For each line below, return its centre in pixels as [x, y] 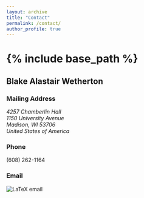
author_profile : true [34, 29]
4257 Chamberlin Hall [34, 112]
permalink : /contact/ [34, 23]
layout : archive [27, 12]
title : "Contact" [28, 18]
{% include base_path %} [72, 59]
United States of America [38, 131]
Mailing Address [31, 98]
